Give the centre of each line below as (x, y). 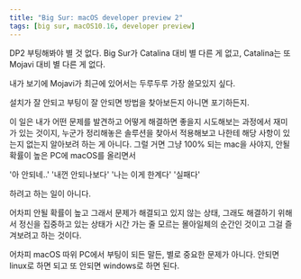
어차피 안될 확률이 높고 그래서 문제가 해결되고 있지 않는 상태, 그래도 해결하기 (143, 212)
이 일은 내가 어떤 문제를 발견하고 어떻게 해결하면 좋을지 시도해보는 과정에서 (141, 121)
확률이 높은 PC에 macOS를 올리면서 (73, 155)
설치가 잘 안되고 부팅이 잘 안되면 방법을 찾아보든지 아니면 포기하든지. (129, 102)
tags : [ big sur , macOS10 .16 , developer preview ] (102, 26)
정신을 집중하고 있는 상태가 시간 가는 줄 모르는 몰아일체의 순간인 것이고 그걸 (151, 224)
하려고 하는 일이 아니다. (50, 193)
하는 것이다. (61, 235)
